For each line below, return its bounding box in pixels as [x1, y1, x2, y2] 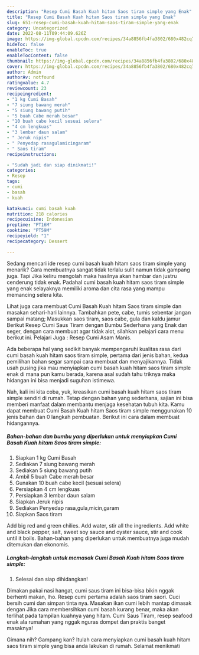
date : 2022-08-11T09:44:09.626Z [6, 31, 86, 37]
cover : [6, 63, 23, 70]
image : [6, 36, 23, 42]
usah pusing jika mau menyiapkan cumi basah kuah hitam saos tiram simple [6, 364, 191, 371]
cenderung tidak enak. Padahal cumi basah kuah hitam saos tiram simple [6, 279, 184, 286]
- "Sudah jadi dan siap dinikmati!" [6, 162, 97, 168]
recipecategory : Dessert [6, 238, 68, 244]
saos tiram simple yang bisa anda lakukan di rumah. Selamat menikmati [6, 642, 181, 649]
